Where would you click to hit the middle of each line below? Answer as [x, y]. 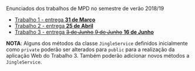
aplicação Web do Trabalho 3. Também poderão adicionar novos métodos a [98, 56]
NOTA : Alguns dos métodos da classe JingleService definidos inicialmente [97, 43]
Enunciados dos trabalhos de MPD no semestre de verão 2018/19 [85, 8]
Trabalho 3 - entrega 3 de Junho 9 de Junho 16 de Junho [84, 32]
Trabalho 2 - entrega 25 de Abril [54, 26]
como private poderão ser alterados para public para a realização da [90, 49]
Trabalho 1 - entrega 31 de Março [55, 19]
